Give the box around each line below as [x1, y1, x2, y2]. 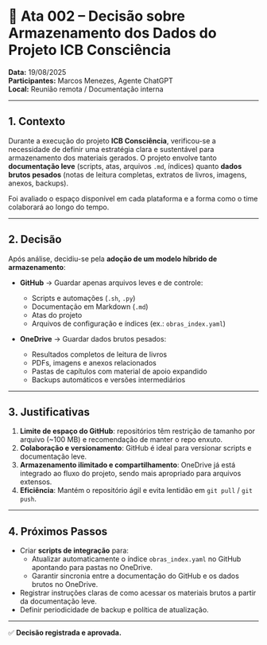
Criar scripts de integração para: [19, 545, 130, 556]
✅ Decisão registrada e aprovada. [8, 628, 122, 638]
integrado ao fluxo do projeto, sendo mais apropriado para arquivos [19, 469, 242, 479]
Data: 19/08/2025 [8, 67, 67, 76]
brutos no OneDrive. [31, 580, 99, 589]
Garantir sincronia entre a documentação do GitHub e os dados [31, 571, 240, 580]
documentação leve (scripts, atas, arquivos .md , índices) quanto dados [8, 161, 242, 170]
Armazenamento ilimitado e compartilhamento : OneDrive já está [19, 460, 236, 470]
